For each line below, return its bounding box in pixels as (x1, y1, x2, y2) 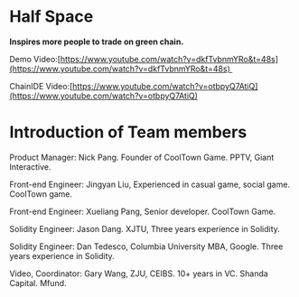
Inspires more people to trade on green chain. (9, 36, 184, 47)
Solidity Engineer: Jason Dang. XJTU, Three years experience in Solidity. (9, 223, 280, 234)
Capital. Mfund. (9, 277, 67, 288)
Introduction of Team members (9, 122, 248, 143)
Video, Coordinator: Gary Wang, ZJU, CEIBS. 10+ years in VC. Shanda (9, 268, 268, 279)
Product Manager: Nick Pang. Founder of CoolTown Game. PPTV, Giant (9, 152, 275, 162)
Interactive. (9, 161, 51, 172)
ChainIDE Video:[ (9, 80, 73, 91)
